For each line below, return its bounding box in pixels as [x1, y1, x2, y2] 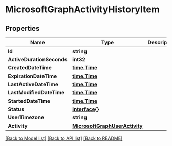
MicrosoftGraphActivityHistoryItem [5, 4, 160, 15]
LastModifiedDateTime [8, 89, 65, 96]
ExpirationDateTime [8, 72, 57, 80]
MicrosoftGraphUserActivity [72, 123, 143, 129]
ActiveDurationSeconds [8, 56, 68, 63]
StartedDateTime [8, 98, 50, 104]
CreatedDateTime [8, 64, 52, 71]
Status [8, 106, 25, 113]
